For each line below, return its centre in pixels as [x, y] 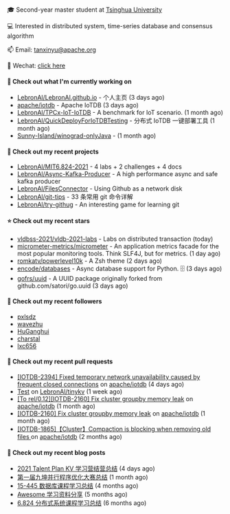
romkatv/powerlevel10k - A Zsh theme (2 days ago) [90, 261]
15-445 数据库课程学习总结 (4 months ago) [78, 486]
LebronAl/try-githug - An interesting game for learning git [98, 204]
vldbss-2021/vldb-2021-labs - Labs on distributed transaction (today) [115, 239]
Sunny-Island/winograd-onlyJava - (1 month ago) [87, 136]
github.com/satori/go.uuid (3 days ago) [72, 286]
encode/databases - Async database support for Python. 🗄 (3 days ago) [119, 268]
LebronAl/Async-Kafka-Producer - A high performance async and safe [117, 174]
